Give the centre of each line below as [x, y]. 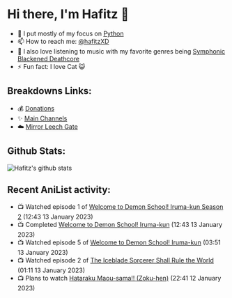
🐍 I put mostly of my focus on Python [70, 33]
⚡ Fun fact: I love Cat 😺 [51, 66]
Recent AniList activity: [59, 190]
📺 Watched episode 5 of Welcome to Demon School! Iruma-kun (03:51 [119, 242]
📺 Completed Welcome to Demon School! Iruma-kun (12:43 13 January [120, 225]
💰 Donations [36, 108]
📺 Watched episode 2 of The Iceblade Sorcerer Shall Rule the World [115, 260]
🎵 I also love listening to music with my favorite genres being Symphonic [121, 51]
